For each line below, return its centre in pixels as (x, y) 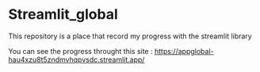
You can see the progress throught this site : (80, 51)
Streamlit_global (63, 14)
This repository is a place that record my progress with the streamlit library (130, 36)
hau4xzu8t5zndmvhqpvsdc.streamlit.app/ (76, 59)
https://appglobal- (184, 51)
